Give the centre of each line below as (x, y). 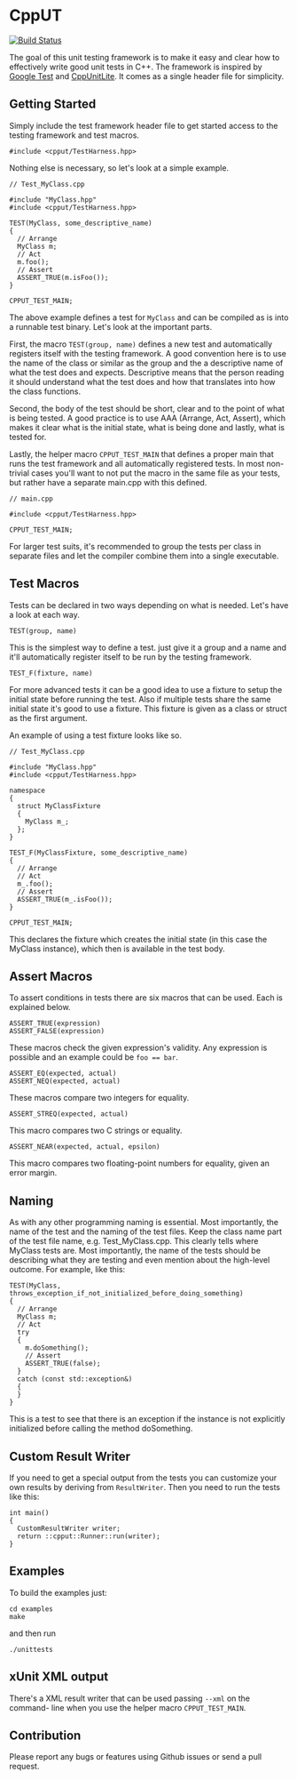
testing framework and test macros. (74, 135)
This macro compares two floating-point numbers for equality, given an (140, 1163)
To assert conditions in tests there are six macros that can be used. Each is (146, 998)
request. (24, 1767)
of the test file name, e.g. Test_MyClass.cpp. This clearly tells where (134, 1241)
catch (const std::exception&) (75, 1379)
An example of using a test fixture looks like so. (95, 735)
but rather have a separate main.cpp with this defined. (108, 482)
